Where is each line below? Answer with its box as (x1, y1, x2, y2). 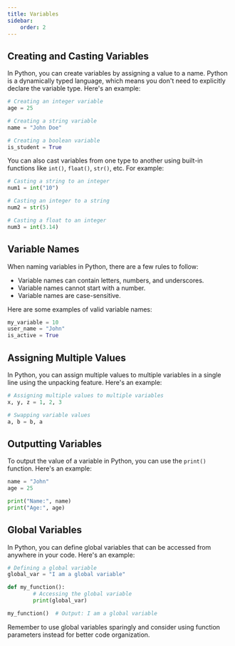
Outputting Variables (7, 438, 102, 450)
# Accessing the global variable (33, 590, 132, 598)
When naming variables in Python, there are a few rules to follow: (7, 262, 199, 271)
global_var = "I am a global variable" (7, 571, 126, 578)
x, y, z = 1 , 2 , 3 (7, 399, 62, 406)
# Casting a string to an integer (7, 178, 110, 185)
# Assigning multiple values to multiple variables (7, 391, 164, 399)
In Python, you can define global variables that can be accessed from (7, 543, 211, 551)
